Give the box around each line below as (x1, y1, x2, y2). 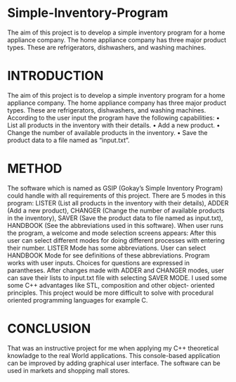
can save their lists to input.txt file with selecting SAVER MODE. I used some (7, 273, 227, 282)
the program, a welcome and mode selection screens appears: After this (7, 229, 216, 237)
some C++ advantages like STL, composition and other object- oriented (7, 281, 216, 289)
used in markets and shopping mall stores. (7, 366, 130, 374)
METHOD (7, 160, 63, 177)
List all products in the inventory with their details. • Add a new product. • (7, 121, 221, 129)
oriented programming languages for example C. (7, 295, 148, 304)
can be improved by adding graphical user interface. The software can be (7, 359, 221, 367)
